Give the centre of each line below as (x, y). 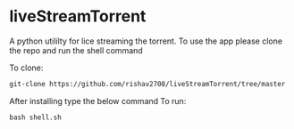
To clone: (26, 68)
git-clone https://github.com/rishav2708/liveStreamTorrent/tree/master (147, 84)
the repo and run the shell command (76, 50)
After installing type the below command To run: (98, 101)
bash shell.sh (36, 117)
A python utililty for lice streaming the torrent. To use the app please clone (146, 41)
